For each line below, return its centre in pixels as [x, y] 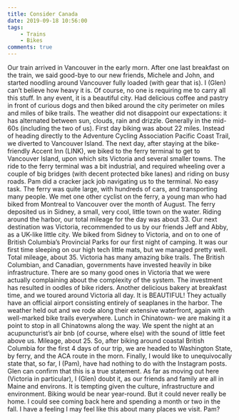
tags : [15, 27]
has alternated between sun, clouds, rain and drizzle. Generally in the [110, 121]
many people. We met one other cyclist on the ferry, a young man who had [117, 196]
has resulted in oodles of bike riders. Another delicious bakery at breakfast [117, 287]
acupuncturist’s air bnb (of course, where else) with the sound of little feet [116, 333]
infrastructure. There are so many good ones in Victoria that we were [109, 272]
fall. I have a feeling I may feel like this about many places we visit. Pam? [114, 409]
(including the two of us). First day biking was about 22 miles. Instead [122, 128]
